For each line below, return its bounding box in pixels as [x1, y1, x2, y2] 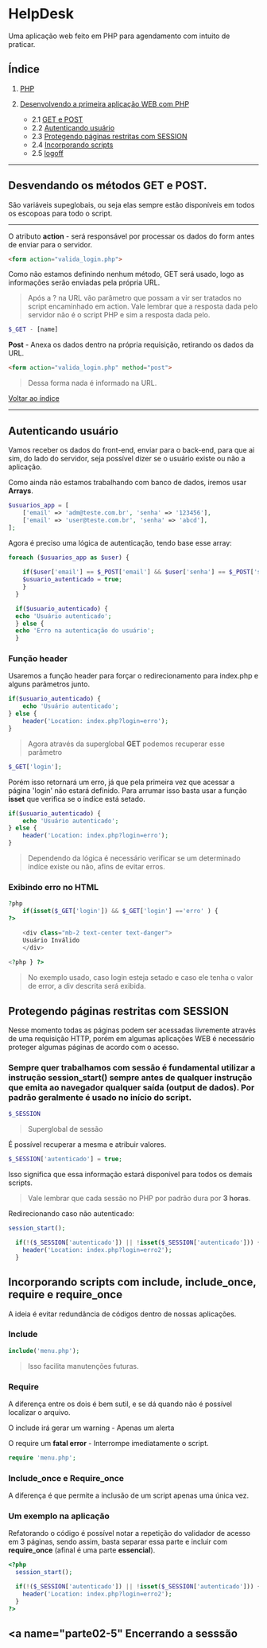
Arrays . [8, 486, 33, 496]
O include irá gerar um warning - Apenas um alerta [8, 1423, 175, 1432]
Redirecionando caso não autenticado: [8, 1209, 135, 1219]
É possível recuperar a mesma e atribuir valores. [8, 1140, 167, 1149]
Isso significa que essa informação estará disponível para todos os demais [8, 1170, 253, 1180]
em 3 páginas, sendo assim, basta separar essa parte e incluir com [8, 1537, 228, 1547]
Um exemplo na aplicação [8, 1510, 110, 1522]
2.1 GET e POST [31, 115, 83, 124]
